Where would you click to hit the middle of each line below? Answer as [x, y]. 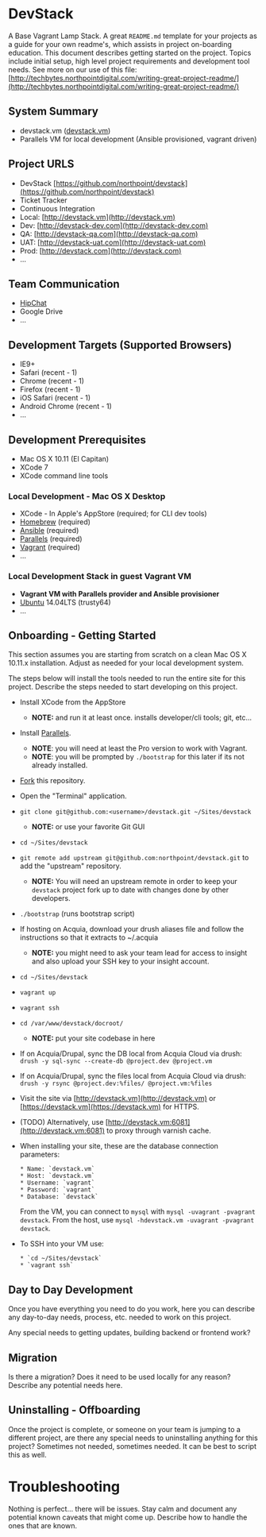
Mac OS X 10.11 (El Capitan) [64, 459]
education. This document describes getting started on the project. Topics [130, 52]
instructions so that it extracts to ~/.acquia [89, 937]
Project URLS [41, 164]
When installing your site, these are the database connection [119, 1146]
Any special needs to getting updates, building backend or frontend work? [129, 1333]
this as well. [27, 1454]
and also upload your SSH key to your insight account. [120, 961]
